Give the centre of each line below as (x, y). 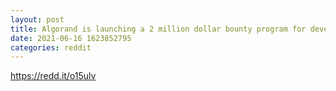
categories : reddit (51, 47)
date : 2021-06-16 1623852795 (71, 38)
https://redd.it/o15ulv (53, 76)
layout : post (37, 19)
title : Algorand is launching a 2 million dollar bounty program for (158, 29)
